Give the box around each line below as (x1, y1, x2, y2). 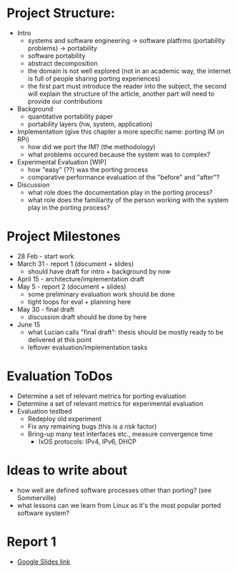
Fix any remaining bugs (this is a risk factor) (27, 422, 157, 430)
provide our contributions (27, 96, 103, 105)
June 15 (16, 320, 41, 329)
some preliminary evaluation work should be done (27, 289, 176, 298)
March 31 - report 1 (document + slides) (16, 259, 134, 268)
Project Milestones (6, 229, 121, 244)
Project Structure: (6, 5, 115, 21)
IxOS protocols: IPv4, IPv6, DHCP (38, 437, 137, 446)
